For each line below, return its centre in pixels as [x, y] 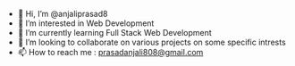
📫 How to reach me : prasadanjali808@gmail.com [110, 52]
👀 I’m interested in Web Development [86, 23]
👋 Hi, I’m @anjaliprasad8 [63, 14]
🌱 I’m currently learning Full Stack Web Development [114, 33]
